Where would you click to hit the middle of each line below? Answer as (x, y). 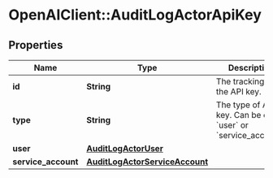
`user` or (232, 125)
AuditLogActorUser (125, 148)
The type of (238, 105)
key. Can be (238, 115)
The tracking (240, 81)
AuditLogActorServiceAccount (147, 162)
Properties (36, 45)
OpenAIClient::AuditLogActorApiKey (135, 15)
